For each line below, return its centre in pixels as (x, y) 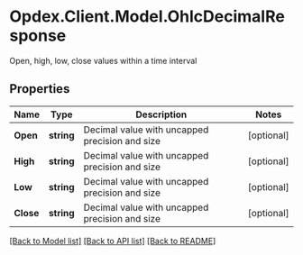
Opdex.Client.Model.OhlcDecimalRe (147, 17)
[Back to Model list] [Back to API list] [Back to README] (113, 241)
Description (161, 114)
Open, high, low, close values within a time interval (103, 60)
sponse (38, 36)
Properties (40, 89)
